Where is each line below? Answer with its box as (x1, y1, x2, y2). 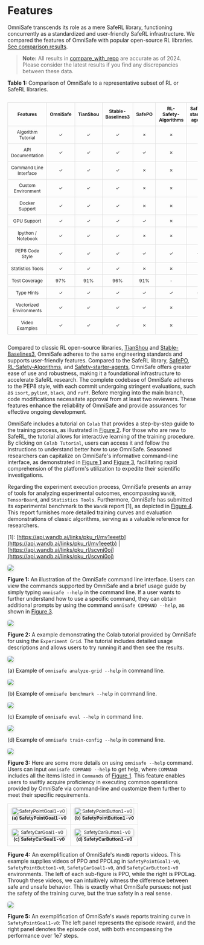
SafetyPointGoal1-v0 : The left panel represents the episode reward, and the (7, 919, 196, 926)
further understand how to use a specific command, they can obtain (7, 595, 177, 602)
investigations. (7, 471, 44, 479)
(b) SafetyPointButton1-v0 (74, 814, 135, 821)
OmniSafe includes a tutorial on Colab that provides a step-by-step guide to (7, 420, 194, 427)
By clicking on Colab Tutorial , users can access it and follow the (7, 439, 170, 446)
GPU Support (13, 217, 42, 224)
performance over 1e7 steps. (7, 932, 79, 939)
